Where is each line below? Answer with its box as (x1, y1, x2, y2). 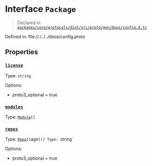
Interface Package (5, 3, 76, 15)
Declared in (17, 20, 41, 26)
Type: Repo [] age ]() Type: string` (5, 136, 74, 142)
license (5, 63, 24, 68)
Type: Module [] (5, 114, 36, 120)
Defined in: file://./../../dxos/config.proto (5, 33, 85, 39)
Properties (5, 48, 38, 56)
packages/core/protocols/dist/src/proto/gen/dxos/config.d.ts (17, 25, 147, 30)
